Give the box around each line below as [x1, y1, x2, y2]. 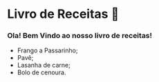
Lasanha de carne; [17, 61, 71, 70]
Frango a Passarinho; [17, 46, 78, 54]
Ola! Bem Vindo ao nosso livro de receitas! [7, 31, 153, 41]
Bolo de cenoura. [17, 68, 67, 76]
